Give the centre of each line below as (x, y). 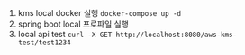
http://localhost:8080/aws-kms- (176, 35)
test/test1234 (44, 43)
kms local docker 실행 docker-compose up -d (100, 13)
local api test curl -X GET (65, 34)
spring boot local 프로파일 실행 (73, 24)
